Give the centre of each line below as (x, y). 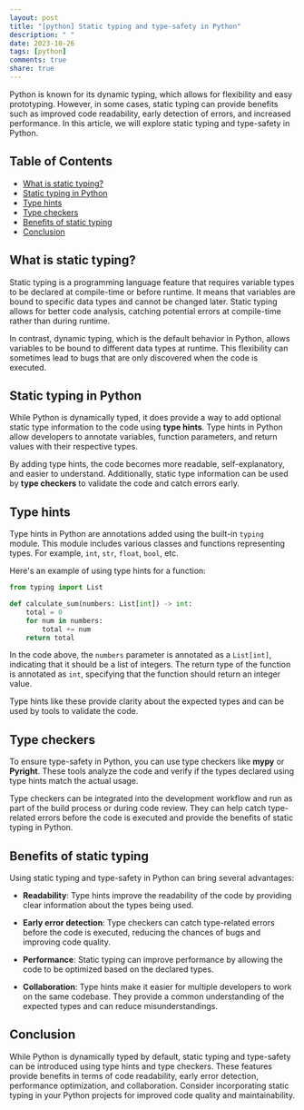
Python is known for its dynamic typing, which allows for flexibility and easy (151, 94)
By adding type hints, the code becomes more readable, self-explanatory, (147, 464)
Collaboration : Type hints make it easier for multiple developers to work (157, 987)
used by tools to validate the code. (74, 711)
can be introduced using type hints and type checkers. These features (141, 1066)
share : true (32, 69)
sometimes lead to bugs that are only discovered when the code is (134, 357)
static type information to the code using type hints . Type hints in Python (146, 427)
